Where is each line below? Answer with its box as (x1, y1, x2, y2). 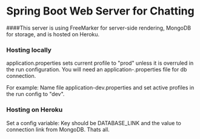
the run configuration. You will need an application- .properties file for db (6, 66, 187, 73)
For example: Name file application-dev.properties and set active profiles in (6, 84, 195, 91)
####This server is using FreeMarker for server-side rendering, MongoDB (6, 24, 192, 31)
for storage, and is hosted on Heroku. (6, 30, 100, 37)
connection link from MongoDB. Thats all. (6, 126, 110, 133)
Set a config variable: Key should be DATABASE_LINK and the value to (6, 119, 182, 126)
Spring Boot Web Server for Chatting (6, 4, 195, 18)
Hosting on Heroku (6, 106, 63, 114)
